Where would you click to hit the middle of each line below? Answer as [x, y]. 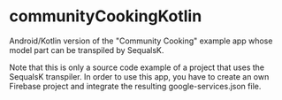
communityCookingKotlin [106, 16]
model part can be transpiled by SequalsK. [87, 50]
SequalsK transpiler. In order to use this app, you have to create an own [139, 76]
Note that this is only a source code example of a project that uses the [137, 67]
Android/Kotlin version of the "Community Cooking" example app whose [141, 41]
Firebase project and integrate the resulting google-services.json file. [135, 86]
